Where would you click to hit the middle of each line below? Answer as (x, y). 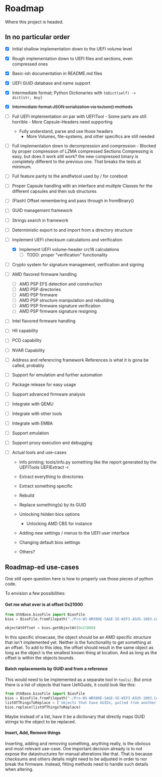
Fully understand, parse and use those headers (66, 131)
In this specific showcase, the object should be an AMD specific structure (78, 637)
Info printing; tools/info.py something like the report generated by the (88, 462)
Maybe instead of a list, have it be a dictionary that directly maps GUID (75, 716)
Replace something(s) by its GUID (53, 505)
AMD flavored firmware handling (44, 274)
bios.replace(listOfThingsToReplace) (43, 707)
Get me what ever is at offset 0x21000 (44, 604)
